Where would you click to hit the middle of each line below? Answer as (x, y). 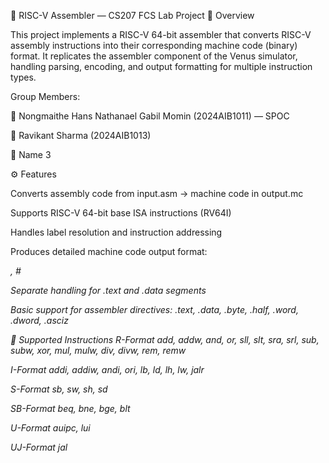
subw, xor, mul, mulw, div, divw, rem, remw (98, 350)
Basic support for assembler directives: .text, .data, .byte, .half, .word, (154, 309)
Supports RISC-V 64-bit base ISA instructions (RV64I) (121, 213)
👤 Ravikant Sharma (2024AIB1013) (81, 135)
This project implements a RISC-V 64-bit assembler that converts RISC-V (161, 34)
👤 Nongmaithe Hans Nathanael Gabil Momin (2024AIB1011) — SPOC (150, 116)
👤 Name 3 (31, 154)
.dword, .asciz (39, 320)
